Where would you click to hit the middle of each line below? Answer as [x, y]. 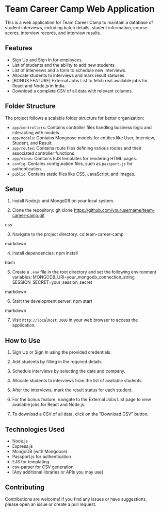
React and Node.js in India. [39, 86]
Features [19, 48]
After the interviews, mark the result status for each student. [72, 390]
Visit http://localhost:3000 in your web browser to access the [75, 320]
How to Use [23, 340]
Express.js [22, 446]
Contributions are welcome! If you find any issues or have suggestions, [76, 499]
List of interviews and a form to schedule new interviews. [69, 70]
